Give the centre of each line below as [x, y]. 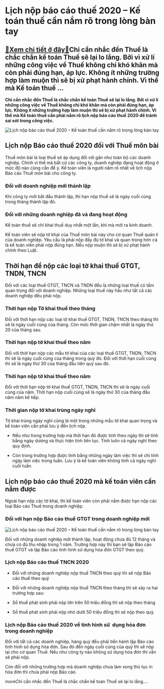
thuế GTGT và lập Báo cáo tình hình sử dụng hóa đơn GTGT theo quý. [75, 549]
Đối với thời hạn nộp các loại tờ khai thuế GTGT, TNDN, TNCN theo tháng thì [82, 319]
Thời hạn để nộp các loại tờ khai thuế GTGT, [73, 266]
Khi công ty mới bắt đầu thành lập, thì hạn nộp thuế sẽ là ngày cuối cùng [78, 197]
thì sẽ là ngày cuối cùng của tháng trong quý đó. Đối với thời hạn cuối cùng [81, 358]
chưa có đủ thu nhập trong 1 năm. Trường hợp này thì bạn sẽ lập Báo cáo [78, 544]
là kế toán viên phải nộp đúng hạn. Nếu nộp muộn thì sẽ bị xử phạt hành [78, 245]
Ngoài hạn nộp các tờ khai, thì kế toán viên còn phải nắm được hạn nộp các [81, 501]
